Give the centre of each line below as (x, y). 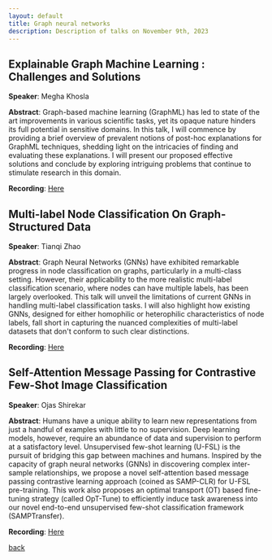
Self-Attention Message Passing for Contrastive (132, 372)
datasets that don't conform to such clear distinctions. (99, 331)
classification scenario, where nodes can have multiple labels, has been (129, 288)
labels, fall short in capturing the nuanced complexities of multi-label (123, 323)
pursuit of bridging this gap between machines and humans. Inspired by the (135, 455)
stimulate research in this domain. (65, 173)
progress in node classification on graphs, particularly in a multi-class (125, 271)
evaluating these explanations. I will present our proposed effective (121, 155)
